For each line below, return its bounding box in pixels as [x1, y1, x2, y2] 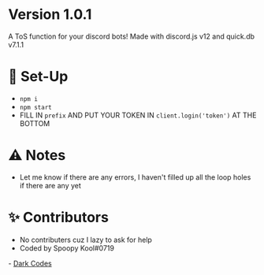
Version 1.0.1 [8, 6, 92, 24]
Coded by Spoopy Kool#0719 [19, 243, 114, 253]
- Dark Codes [8, 258, 53, 268]
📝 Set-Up [8, 68, 69, 86]
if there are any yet [19, 180, 81, 190]
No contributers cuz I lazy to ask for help [19, 235, 152, 244]
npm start [19, 103, 53, 111]
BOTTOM [19, 118, 50, 128]
